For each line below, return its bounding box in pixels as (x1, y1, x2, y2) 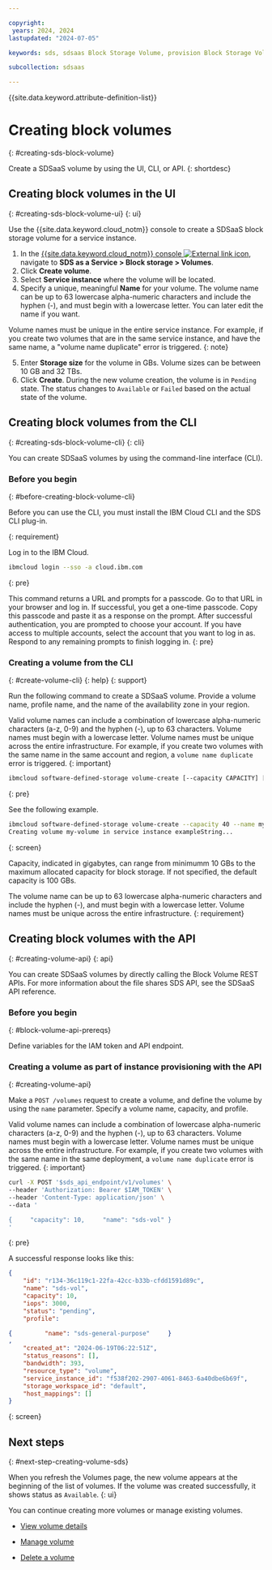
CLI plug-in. (8, 516, 48, 526)
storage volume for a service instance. (8, 233, 137, 243)
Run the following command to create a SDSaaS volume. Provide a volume (8, 691, 257, 701)
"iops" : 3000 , (23, 1299, 70, 1307)
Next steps (8, 1435, 65, 1449)
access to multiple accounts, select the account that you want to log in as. (8, 628, 256, 638)
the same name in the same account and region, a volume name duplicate (8, 750, 253, 759)
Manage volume (19, 1537, 74, 1546)
